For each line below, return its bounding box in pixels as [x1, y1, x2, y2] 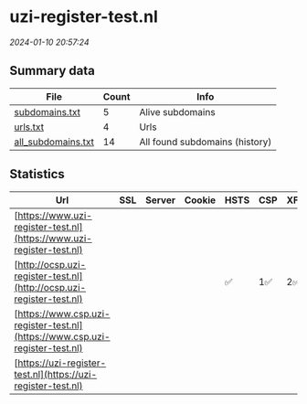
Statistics [9, 166, 66, 182]
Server [145, 194, 176, 207]
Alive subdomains [139, 105, 217, 118]
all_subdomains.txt [14, 135, 94, 148]
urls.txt [14, 121, 44, 133]
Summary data [9, 63, 96, 79]
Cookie [184, 194, 217, 207]
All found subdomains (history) [139, 135, 272, 148]
